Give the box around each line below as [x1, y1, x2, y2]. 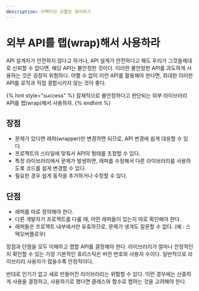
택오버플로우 [14, 230, 45, 238]
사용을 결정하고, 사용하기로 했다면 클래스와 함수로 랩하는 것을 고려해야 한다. [12, 278, 187, 285]
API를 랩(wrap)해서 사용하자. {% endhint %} [6, 99, 111, 106]
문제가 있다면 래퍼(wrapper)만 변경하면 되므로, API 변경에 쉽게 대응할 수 [14, 135, 182, 143]
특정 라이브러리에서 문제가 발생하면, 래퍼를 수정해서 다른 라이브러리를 [14, 157, 175, 165]
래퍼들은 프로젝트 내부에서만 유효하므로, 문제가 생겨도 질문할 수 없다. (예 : [14, 223, 185, 230]
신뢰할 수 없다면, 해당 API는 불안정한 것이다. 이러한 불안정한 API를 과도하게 [12, 64, 186, 71]
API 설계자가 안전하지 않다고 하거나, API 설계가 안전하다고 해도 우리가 [6, 57, 167, 64]
